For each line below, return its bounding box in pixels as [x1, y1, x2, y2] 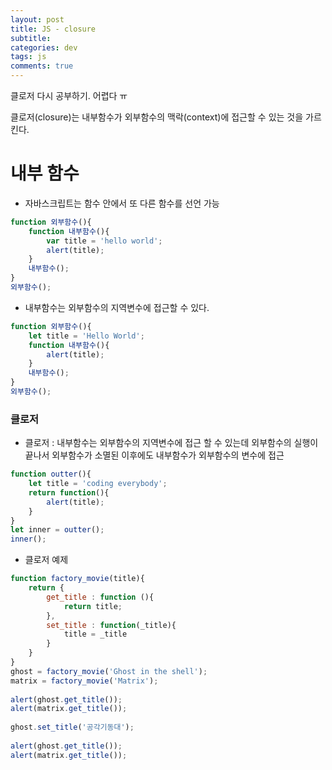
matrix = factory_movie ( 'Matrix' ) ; [10, 676, 159, 686]
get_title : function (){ [46, 592, 155, 602]
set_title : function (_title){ [46, 620, 177, 630]
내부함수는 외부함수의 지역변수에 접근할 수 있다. [24, 301, 210, 313]
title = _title [63, 629, 128, 640]
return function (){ [28, 487, 110, 498]
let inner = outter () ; [10, 525, 105, 535]
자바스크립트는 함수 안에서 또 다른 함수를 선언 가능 [24, 197, 220, 209]
